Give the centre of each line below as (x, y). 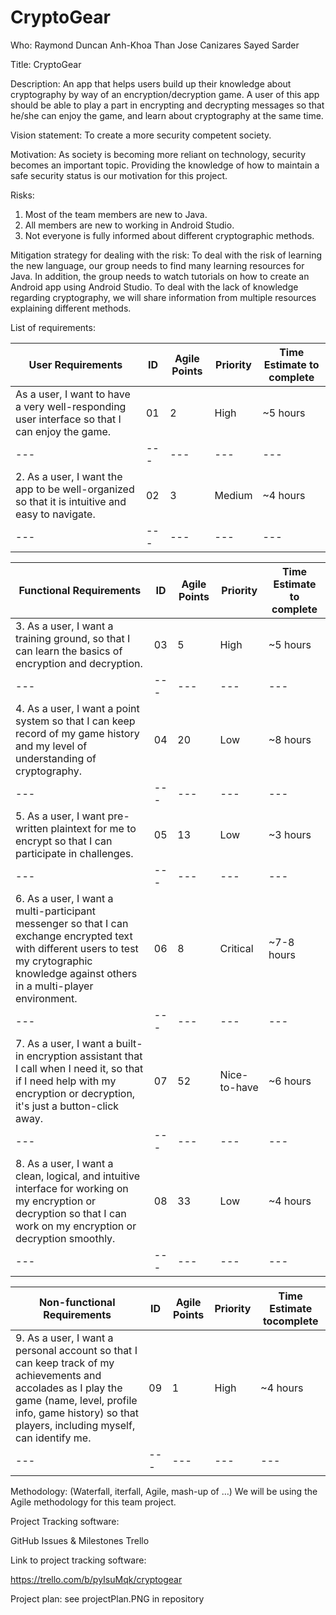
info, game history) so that (77, 1413)
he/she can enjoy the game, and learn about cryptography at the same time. (167, 115)
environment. (46, 998)
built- (129, 1043)
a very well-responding (71, 406)
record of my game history (77, 733)
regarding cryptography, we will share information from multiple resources (163, 297)
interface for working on (72, 1188)
